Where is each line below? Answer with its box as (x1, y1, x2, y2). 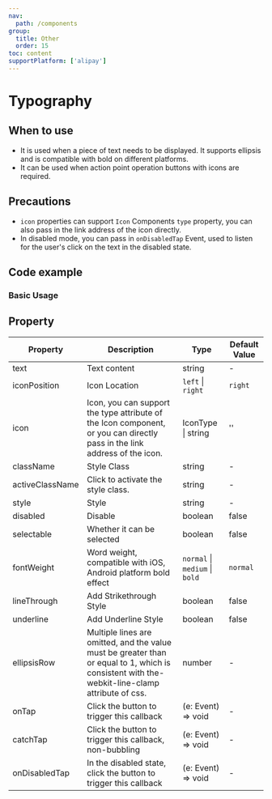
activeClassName (12, 478, 79, 490)
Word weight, (87, 546, 138, 558)
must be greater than (87, 647, 167, 658)
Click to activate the (87, 474, 163, 485)
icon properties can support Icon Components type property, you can (19, 216, 253, 226)
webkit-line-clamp (87, 677, 159, 688)
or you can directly (87, 427, 159, 438)
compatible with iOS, (87, 556, 166, 567)
